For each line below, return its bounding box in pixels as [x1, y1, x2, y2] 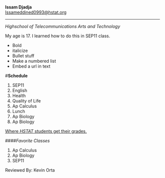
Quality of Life [12, 98, 41, 103]
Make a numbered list [12, 58, 56, 64]
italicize [12, 48, 28, 53]
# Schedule [5, 73, 28, 78]
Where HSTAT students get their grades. [5, 128, 87, 134]
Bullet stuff [12, 53, 34, 58]
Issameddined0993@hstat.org [5, 9, 67, 15]
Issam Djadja [5, 4, 32, 10]
